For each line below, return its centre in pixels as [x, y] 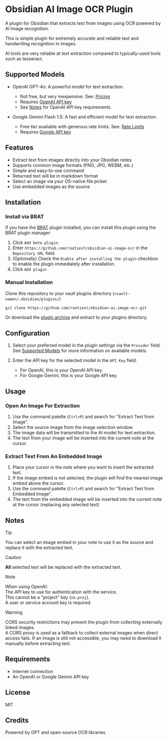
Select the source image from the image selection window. [73, 427]
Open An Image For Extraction [43, 406]
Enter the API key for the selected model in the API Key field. [75, 360]
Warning [14, 612]
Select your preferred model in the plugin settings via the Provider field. [87, 345]
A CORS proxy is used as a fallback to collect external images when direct [81, 633]
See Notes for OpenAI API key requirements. [66, 107]
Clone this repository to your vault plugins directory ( [60, 293]
